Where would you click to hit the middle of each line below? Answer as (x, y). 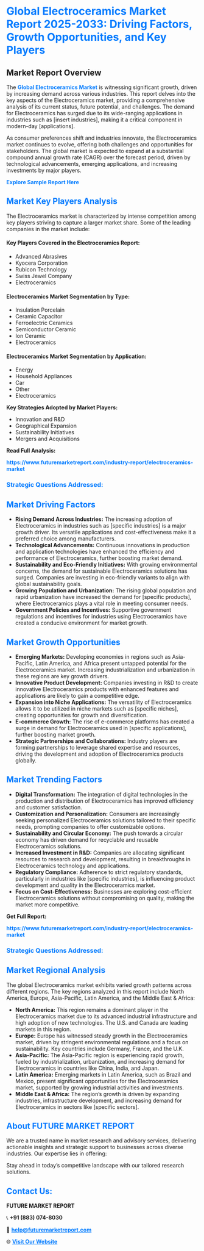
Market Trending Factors (54, 780)
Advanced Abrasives (41, 257)
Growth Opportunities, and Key (86, 37)
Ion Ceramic (30, 336)
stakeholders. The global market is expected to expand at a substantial (95, 151)
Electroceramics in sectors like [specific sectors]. (77, 1107)
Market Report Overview (54, 72)
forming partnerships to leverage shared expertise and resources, (98, 747)
